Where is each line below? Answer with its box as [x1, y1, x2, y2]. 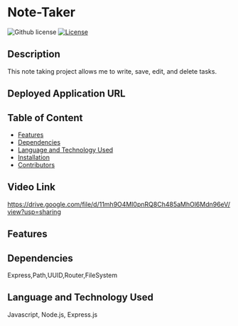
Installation [17, 153, 50, 162]
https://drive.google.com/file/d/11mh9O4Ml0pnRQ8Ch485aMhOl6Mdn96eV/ [7, 200, 231, 208]
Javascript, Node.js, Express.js [7, 310, 98, 319]
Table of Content [7, 111, 83, 124]
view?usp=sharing [7, 207, 62, 216]
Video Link [7, 181, 55, 193]
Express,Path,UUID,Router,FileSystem [7, 271, 118, 279]
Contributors [17, 160, 55, 169]
